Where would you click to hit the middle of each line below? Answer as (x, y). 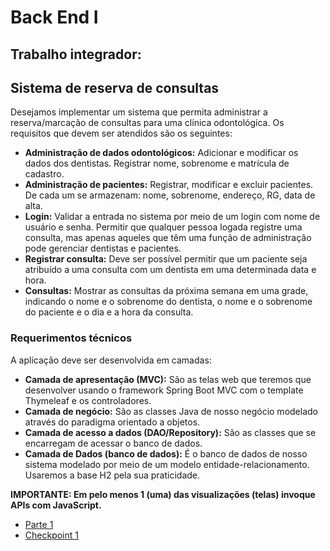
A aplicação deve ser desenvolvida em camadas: (111, 360)
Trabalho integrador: (76, 54)
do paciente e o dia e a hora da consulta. (109, 312)
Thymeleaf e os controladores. (88, 400)
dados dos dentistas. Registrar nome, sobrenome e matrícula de (157, 163)
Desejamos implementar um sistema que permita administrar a (139, 112)
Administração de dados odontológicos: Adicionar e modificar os (161, 153)
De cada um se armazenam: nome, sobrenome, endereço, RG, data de (170, 195)
